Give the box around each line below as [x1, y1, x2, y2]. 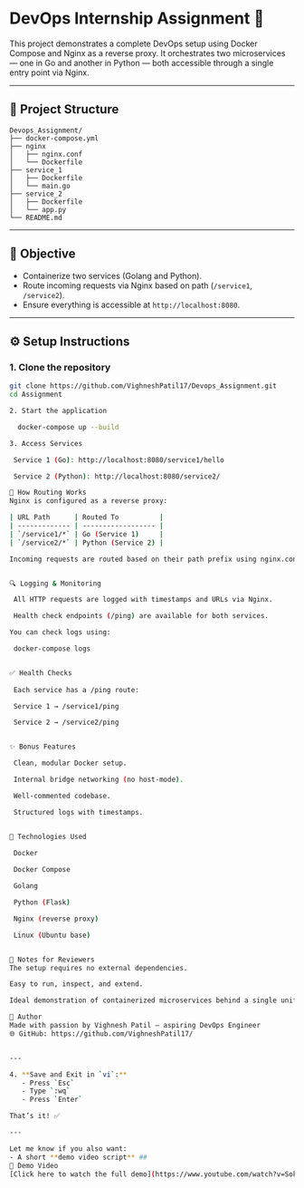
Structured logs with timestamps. [13, 807, 144, 816]
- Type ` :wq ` [21, 1087, 71, 1096]
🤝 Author [9, 1012, 43, 1022]
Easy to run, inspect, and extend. [9, 980, 144, 989]
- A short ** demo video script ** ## [9, 1153, 147, 1162]
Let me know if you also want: [9, 1144, 128, 1154]
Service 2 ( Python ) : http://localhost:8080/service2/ [13, 471, 221, 481]
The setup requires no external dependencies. [9, 963, 188, 972]
